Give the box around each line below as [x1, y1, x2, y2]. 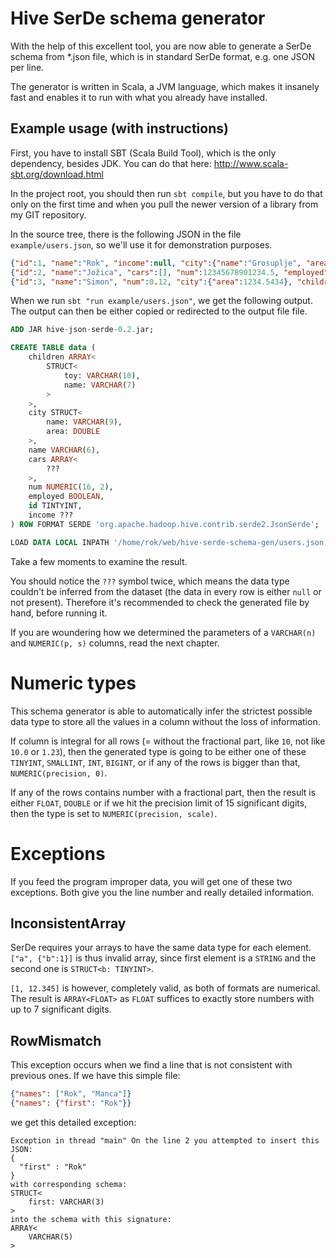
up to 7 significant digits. [10, 1003, 112, 1016]
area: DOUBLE [46, 427, 101, 437]
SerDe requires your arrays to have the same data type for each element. [10, 942, 312, 954]
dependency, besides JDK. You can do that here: [10, 157, 212, 169]
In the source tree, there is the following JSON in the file [10, 228, 242, 240]
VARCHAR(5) [28, 1232, 74, 1242]
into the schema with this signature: [10, 1214, 172, 1224]
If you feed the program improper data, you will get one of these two [10, 875, 293, 887]
